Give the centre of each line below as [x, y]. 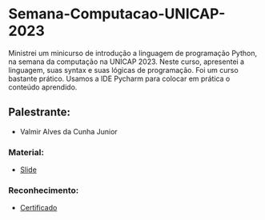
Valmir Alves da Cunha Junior [68, 131]
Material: [26, 152]
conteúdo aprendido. [43, 87]
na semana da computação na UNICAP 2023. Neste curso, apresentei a [126, 62]
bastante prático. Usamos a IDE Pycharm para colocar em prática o [119, 78]
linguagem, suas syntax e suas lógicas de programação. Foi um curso [123, 70]
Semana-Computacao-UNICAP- [117, 14]
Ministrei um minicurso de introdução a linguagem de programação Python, [133, 53]
